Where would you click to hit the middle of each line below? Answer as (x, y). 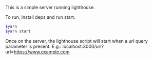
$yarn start (18, 31)
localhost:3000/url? (83, 46)
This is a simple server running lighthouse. (50, 7)
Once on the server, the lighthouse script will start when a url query (76, 41)
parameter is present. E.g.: (33, 46)
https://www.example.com (42, 52)
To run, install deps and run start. (40, 17)
